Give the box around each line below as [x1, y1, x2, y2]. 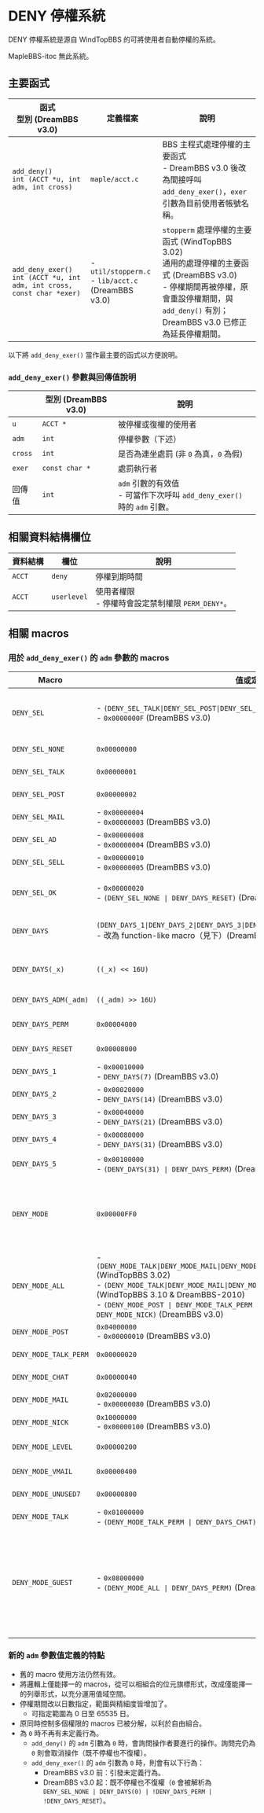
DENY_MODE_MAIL [12, 1395, 69, 1404]
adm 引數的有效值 [117, 478, 180, 489]
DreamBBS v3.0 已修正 [162, 316, 247, 327]
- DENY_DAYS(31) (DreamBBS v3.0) [96, 1138, 223, 1149]
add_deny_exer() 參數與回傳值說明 [8, 371, 137, 382]
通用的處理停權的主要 [162, 257, 241, 268]
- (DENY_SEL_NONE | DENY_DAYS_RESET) [96, 892, 237, 903]
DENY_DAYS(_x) [12, 965, 65, 973]
